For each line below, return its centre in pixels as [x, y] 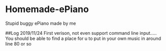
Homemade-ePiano [47, 9]
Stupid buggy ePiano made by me [41, 23]
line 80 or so [18, 43]
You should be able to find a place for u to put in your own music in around [83, 38]
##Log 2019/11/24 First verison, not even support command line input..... [81, 33]
